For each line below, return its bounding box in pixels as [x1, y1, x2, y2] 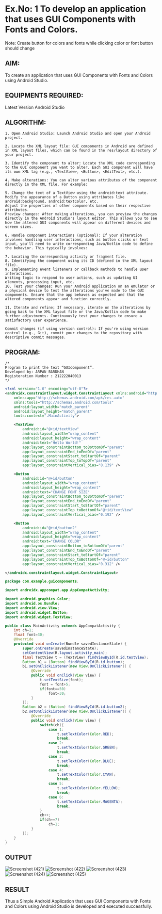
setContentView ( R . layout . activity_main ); [22, 650, 108, 655]
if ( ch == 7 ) [39, 817, 60, 822]
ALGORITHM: [5, 118, 46, 127]
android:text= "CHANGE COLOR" [22, 539, 81, 544]
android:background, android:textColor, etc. [5, 199, 98, 204]
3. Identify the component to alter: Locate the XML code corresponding [5, 161, 155, 166]
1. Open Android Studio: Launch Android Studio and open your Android [5, 131, 151, 136]
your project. [5, 152, 34, 157]
